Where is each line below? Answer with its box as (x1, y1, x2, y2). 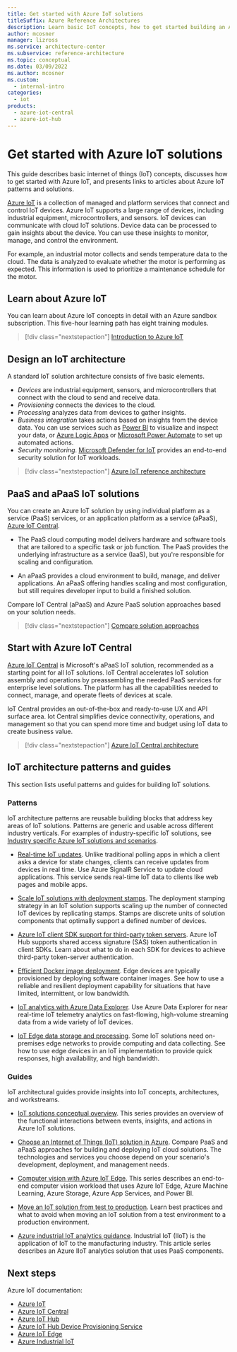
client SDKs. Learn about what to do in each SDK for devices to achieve (17, 945, 226, 953)
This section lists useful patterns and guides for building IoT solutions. (7, 780, 211, 789)
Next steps (7, 1267, 56, 1279)
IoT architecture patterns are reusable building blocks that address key (7, 813, 213, 822)
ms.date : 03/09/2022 (7, 63, 68, 70)
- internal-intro (13, 83, 65, 90)
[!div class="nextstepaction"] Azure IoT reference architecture (24, 467, 206, 476)
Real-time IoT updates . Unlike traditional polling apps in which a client (17, 850, 220, 859)
